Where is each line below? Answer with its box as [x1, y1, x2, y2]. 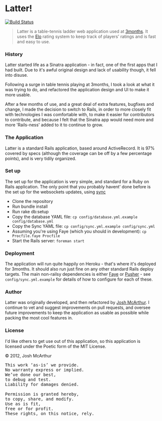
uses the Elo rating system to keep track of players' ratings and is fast [16, 34, 156, 39]
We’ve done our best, [5, 372, 57, 377]
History [5, 51, 23, 57]
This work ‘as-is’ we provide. [5, 362, 79, 368]
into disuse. [5, 72, 28, 78]
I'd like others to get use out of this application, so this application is [5, 338, 141, 344]
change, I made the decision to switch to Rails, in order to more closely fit [5, 106, 151, 112]
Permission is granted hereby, [5, 391, 79, 397]
